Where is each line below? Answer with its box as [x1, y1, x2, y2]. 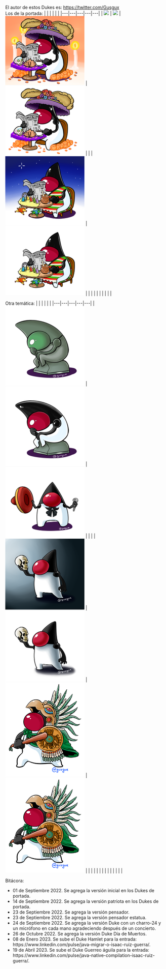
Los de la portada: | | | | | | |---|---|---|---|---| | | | [5, 10, 121, 16]
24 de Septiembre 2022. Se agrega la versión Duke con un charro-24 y [12, 920, 161, 926]
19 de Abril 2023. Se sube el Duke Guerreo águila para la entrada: [12, 947, 149, 953]
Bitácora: [5, 877, 24, 884]
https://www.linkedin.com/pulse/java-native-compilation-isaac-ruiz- [12, 952, 155, 958]
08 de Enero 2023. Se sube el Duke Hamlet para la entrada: [12, 936, 137, 943]
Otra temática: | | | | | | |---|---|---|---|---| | [5, 300, 95, 306]
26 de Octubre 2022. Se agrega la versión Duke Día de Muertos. [12, 931, 147, 937]
